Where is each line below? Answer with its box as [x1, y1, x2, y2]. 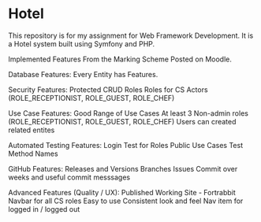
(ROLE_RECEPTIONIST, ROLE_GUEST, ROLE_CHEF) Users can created [8, 117, 237, 126]
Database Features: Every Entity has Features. [8, 69, 158, 79]
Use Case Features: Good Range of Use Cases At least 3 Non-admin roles [8, 108, 248, 118]
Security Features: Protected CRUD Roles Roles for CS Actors [8, 84, 208, 94]
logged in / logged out [8, 204, 80, 213]
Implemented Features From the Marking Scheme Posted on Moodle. [8, 54, 233, 64]
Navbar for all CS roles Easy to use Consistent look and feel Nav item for [8, 196, 244, 205]
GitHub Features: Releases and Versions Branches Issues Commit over [8, 164, 238, 173]
